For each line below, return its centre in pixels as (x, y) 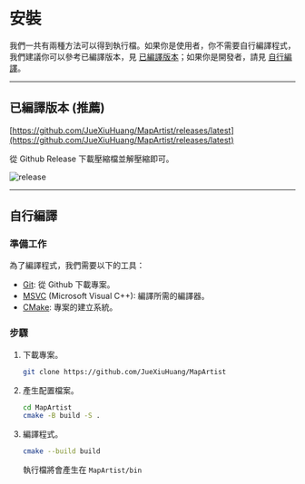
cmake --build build (61, 451)
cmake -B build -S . (61, 416)
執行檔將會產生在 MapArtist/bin (82, 470)
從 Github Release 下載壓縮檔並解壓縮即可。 (92, 159)
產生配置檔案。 (50, 390)
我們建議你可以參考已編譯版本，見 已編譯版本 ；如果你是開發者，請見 (138, 56)
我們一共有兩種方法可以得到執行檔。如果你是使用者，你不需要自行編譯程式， (152, 45)
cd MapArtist (47, 407)
